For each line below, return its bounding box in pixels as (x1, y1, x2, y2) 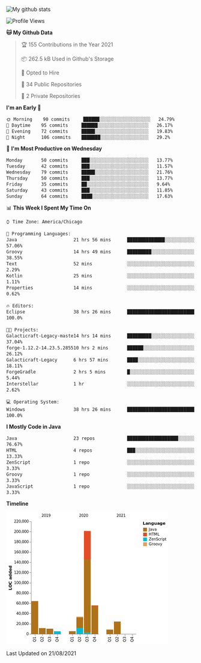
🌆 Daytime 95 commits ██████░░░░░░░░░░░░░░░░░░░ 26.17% (6, 123, 173, 129)
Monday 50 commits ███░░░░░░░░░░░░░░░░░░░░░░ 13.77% (6, 157, 173, 163)
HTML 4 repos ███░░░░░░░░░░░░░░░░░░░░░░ (6, 447, 195, 453)
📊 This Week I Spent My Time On (6, 204, 91, 211)
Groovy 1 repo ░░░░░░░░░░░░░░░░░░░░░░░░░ (6, 471, 195, 477)
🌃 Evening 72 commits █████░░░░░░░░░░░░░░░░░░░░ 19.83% (6, 129, 173, 135)
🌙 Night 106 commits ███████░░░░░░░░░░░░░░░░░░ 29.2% (6, 135, 170, 141)
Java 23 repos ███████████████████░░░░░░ (6, 435, 195, 441)
